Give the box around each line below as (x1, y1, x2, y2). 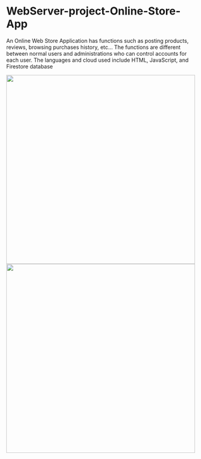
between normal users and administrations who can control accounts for (6, 50, 187, 57)
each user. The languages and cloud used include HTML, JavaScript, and (6, 56, 189, 63)
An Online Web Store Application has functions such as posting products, (6, 37, 189, 44)
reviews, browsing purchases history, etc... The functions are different (6, 44, 181, 51)
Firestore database (6, 62, 53, 70)
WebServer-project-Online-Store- (6, 4, 181, 18)
